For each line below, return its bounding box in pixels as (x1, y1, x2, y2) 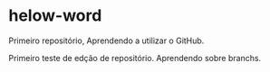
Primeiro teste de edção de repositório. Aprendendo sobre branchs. (8, 52, 262, 63)
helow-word (8, 5, 102, 26)
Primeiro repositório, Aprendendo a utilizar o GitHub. (8, 35, 205, 46)
